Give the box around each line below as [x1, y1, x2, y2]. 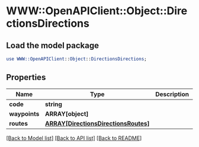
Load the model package [6, 40, 99, 50]
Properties [6, 72, 46, 82]
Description [155, 90, 190, 98]
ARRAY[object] [45, 110, 89, 118]
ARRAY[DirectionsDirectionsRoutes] [45, 119, 150, 127]
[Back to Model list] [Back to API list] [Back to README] [6, 135, 142, 142]
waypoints [9, 110, 40, 118]
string [45, 100, 62, 108]
